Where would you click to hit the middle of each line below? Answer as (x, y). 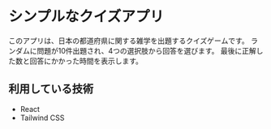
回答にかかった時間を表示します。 (86, 61)
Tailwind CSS (42, 118)
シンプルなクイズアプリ (86, 17)
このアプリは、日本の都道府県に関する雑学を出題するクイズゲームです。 (129, 41)
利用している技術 (51, 89)
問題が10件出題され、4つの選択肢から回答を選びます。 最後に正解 (146, 50)
